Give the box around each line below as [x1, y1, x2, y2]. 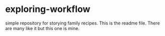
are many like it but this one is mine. [5, 25, 79, 31]
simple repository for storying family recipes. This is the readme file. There [5, 20, 160, 26]
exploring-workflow [5, 3, 91, 15]
